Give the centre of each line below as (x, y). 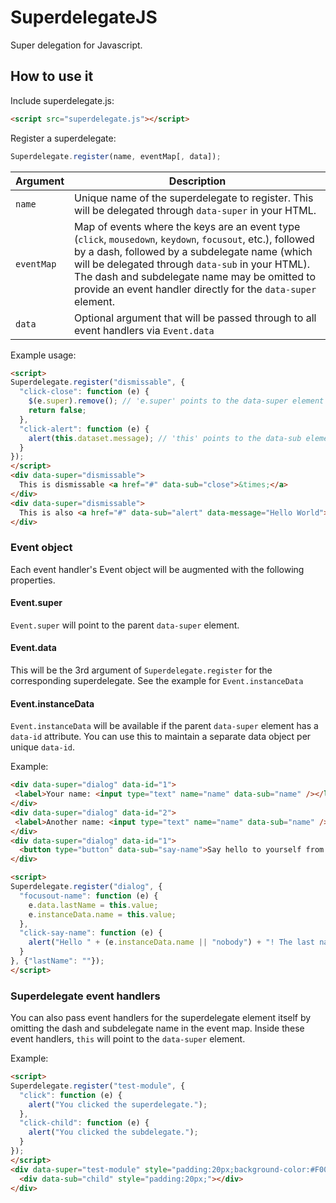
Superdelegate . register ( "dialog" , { (86, 887)
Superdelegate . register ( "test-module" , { (98, 1086)
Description (197, 181)
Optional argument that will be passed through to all (195, 318)
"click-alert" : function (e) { (84, 429)
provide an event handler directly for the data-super (195, 289)
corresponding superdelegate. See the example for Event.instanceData (157, 681)
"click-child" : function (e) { (84, 1123)
